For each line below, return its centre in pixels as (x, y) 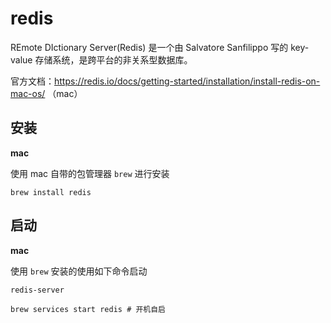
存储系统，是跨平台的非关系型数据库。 (113, 59)
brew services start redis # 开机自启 (88, 309)
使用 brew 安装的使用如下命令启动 (79, 271)
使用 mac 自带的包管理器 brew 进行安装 (90, 173)
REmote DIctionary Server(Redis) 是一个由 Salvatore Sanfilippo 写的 (149, 47)
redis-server (37, 290)
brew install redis (51, 192)
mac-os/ (28, 93)
